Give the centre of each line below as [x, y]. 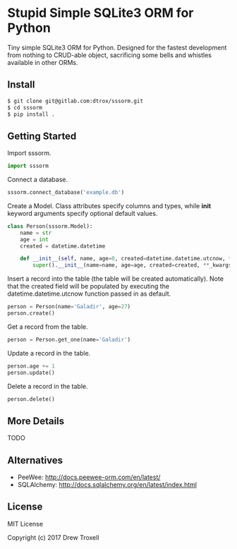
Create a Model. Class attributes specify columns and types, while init [109, 205]
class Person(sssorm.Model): [50, 226]
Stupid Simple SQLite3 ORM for [101, 13]
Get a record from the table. [48, 327]
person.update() [31, 373]
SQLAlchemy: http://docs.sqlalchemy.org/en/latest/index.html [107, 485]
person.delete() [31, 399]
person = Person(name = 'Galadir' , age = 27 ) [69, 307]
